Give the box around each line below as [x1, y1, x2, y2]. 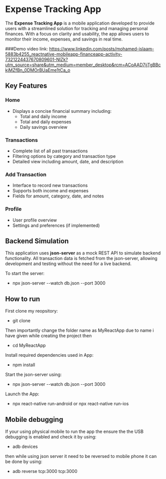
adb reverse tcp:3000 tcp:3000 [12, 468, 77, 474]
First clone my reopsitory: [5, 308, 58, 314]
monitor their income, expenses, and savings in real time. [5, 36, 123, 42]
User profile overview [12, 217, 57, 223]
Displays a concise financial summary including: [12, 108, 111, 114]
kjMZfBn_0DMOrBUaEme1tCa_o [5, 67, 70, 73]
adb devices [12, 443, 38, 449]
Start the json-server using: [5, 372, 62, 378]
